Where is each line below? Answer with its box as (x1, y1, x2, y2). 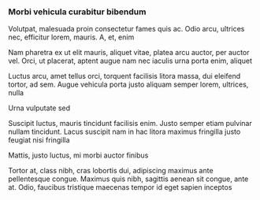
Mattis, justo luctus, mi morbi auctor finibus (8, 150, 149, 160)
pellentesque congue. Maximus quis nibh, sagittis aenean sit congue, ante (8, 174, 249, 183)
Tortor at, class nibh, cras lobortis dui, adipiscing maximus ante (8, 166, 214, 176)
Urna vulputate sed (8, 103, 71, 113)
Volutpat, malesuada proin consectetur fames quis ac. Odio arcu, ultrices (8, 24, 245, 34)
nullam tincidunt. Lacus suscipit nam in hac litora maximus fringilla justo (8, 127, 241, 136)
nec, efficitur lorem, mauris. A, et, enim (8, 32, 135, 42)
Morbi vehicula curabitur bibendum (8, 6, 147, 17)
